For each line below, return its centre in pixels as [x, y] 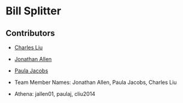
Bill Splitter [33, 11]
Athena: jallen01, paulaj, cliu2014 [55, 94]
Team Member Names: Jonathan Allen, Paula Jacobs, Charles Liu [95, 82]
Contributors [30, 33]
